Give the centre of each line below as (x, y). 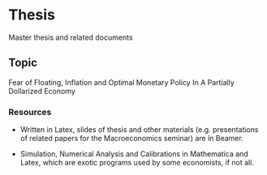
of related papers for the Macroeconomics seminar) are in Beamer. (131, 139)
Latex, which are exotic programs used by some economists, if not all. (137, 163)
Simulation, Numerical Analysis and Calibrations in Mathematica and (134, 154)
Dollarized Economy (42, 91)
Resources (30, 112)
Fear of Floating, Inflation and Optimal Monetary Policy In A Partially (122, 82)
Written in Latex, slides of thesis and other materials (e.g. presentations (139, 130)
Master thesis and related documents (71, 37)
